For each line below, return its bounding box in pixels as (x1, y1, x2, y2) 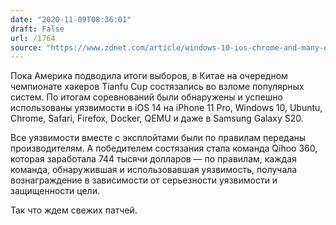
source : (10, 42, 43, 53)
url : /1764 (10, 33, 56, 43)
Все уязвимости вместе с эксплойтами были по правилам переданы (10, 132, 307, 144)
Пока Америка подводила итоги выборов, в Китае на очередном (10, 70, 288, 82)
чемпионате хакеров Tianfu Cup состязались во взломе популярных (10, 81, 305, 93)
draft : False (10, 24, 65, 34)
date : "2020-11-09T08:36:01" (10, 14, 132, 25)
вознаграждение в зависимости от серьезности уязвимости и (10, 174, 278, 186)
